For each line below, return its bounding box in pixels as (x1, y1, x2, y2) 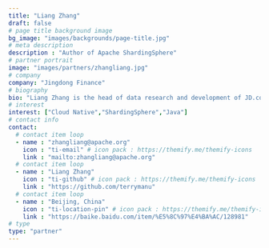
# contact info (8, 116, 59, 124)
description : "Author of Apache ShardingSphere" (8, 49, 178, 57)
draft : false (8, 19, 52, 27)
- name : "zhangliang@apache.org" (15, 138, 130, 146)
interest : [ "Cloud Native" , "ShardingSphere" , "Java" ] (8, 109, 188, 117)
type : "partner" (8, 227, 62, 236)
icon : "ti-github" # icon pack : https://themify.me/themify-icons (22, 175, 256, 184)
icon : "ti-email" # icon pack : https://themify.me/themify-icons (22, 146, 252, 154)
